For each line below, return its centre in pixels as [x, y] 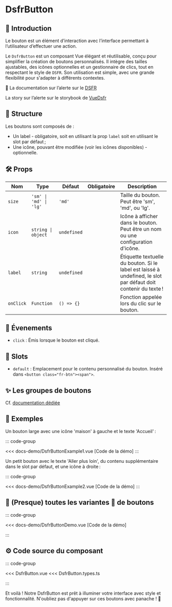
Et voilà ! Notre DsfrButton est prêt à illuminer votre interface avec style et [83, 593]
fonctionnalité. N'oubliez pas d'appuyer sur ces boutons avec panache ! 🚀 [83, 598]
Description [142, 186]
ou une [128, 236]
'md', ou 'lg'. [135, 208]
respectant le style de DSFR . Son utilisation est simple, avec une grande [80, 72]
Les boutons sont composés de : [40, 126]
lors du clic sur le [141, 303]
